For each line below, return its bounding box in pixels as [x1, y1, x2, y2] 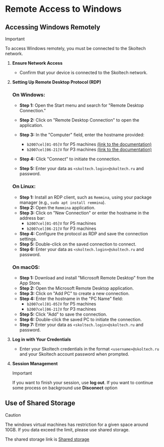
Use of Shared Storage [5, 399, 75, 407]
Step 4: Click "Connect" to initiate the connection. [19, 156, 121, 162]
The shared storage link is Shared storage [5, 436, 90, 442]
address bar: [19, 215, 46, 221]
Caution [5, 412, 21, 418]
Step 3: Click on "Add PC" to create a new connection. [19, 290, 130, 296]
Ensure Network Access [12, 60, 63, 66]
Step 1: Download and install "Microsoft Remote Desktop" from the [19, 274, 154, 280]
